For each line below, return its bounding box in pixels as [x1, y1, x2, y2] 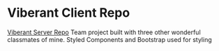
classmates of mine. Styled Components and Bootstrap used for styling [7, 35, 212, 43]
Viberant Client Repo [7, 5, 130, 21]
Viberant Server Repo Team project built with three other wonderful [7, 28, 201, 36]
